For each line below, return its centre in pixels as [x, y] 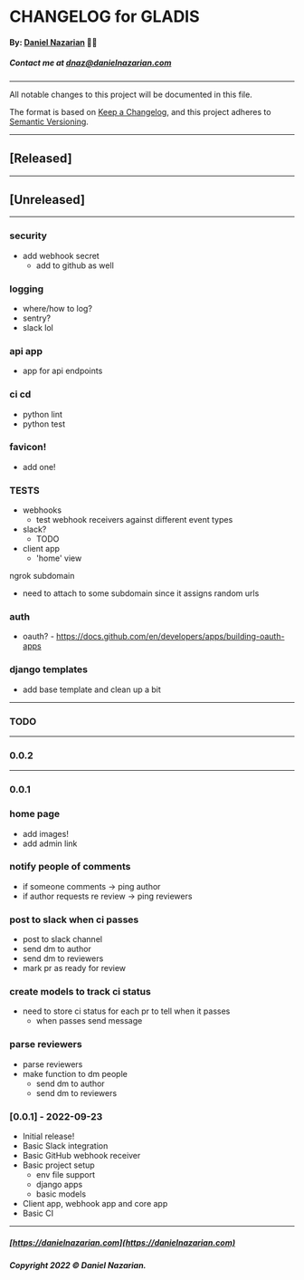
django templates [49, 669]
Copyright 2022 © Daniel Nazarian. [78, 1266]
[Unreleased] [47, 200]
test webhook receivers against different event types [134, 520]
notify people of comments [70, 867]
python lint [43, 414]
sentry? [37, 318]
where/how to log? [57, 308]
